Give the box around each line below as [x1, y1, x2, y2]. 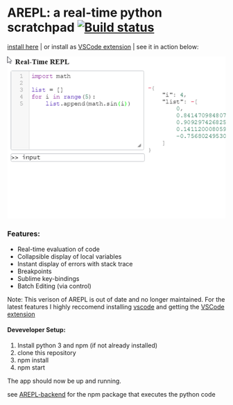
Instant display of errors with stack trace [17, 259, 133, 268]
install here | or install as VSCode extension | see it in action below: [7, 42, 199, 51]
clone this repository [17, 349, 76, 357]
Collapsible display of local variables [17, 252, 122, 261]
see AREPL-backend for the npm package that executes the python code [7, 390, 216, 399]
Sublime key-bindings [17, 274, 80, 282]
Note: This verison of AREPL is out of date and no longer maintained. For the [7, 295, 225, 303]
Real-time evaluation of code [17, 245, 101, 253]
